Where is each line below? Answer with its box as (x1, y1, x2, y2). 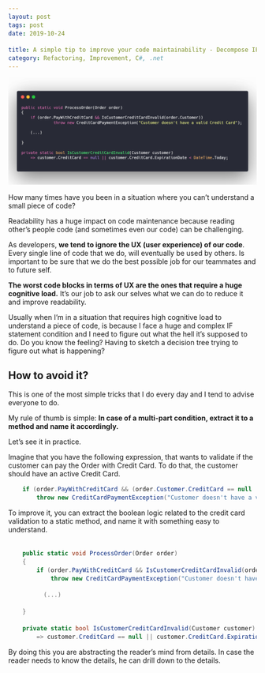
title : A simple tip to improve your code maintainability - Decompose (8, 46, 248, 55)
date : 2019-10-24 (8, 29, 65, 37)
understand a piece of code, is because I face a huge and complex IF (8, 321, 233, 330)
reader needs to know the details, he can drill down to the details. (8, 656, 221, 665)
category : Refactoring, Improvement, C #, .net (8, 55, 164, 62)
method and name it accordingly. (8, 422, 119, 431)
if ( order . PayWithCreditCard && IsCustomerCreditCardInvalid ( (36, 566, 245, 574)
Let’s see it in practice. (8, 437, 81, 446)
